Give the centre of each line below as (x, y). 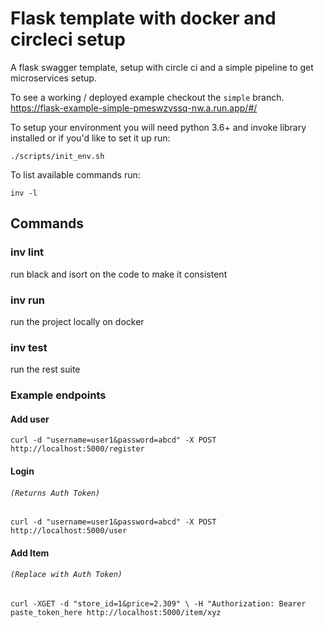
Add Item (30, 553)
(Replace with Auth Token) (66, 575)
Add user (30, 419)
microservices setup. (53, 78)
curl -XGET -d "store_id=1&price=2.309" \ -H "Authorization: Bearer (158, 603)
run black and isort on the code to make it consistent (119, 274)
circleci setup (68, 39)
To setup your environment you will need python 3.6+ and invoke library (158, 127)
